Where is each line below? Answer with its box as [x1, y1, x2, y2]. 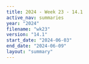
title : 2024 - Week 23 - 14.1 [6, 9, 84, 15]
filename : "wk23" [6, 26, 51, 32]
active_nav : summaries [6, 15, 64, 21]
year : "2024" [6, 20, 40, 26]
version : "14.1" [6, 32, 48, 38]
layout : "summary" [6, 49, 53, 55]
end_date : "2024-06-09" [6, 43, 67, 49]
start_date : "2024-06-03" [6, 37, 72, 43]
